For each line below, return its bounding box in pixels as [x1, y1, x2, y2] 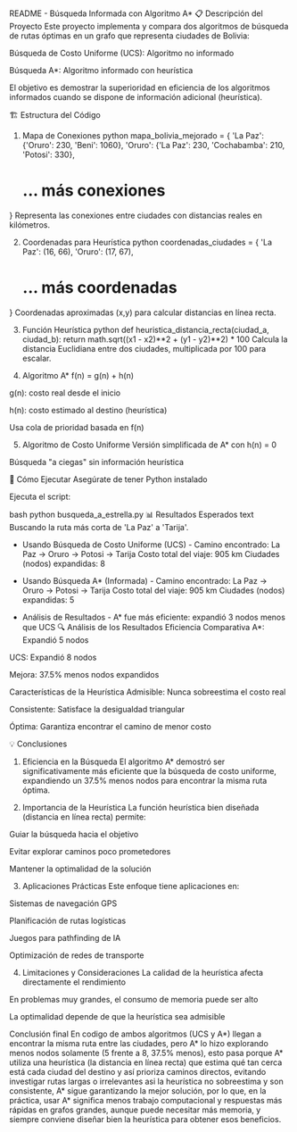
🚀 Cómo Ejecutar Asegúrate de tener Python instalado [9, 473, 208, 485]
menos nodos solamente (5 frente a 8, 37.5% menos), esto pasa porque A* [9, 1047, 284, 1058]
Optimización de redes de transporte [9, 950, 144, 961]
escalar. [21, 353, 52, 363]
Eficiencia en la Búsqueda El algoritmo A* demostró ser [21, 756, 226, 767]
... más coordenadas [21, 278, 177, 298]
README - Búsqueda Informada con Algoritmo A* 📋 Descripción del [9, 8, 263, 19]
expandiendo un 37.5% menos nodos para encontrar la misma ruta [21, 775, 268, 786]
